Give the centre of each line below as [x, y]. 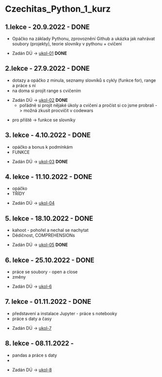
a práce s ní [24, 85]
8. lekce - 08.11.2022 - [39, 344]
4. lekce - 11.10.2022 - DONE [49, 177]
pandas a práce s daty [35, 355]
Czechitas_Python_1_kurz [58, 9]
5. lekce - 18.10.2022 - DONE [49, 218]
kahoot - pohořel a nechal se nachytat [50, 230]
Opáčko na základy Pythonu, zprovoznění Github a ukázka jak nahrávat [83, 38]
